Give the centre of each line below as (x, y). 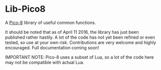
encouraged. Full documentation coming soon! (52, 47)
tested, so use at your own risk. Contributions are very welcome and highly (81, 42)
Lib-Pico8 (25, 9)
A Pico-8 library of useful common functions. (51, 23)
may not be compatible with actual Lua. (45, 62)
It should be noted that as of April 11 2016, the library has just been (72, 32)
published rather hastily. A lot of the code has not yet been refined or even (80, 37)
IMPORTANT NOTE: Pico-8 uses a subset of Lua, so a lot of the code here (80, 57)
